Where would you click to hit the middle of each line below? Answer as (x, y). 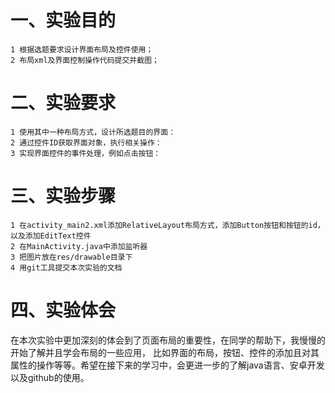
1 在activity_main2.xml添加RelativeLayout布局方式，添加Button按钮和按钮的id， (167, 225)
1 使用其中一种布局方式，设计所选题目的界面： (93, 132)
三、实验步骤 (63, 196)
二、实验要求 (63, 103)
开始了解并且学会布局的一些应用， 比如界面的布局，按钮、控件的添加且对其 (165, 352)
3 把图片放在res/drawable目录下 (71, 257)
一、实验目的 (63, 20)
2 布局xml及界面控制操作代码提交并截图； (85, 60)
